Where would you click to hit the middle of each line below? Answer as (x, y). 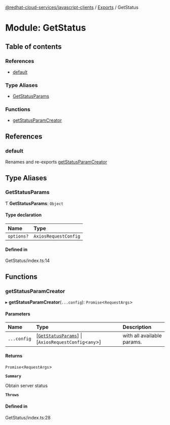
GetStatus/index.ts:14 (28, 260)
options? (18, 236)
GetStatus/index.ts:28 (28, 417)
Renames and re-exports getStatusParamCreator (56, 162)
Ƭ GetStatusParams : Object (34, 203)
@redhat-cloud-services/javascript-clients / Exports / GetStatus (72, 7)
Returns (14, 355)
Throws (12, 395)
